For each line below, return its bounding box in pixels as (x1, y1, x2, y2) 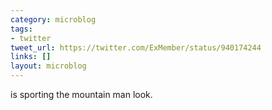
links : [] (10, 52, 52, 62)
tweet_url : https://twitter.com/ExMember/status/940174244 (10, 42, 262, 53)
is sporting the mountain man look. (10, 89, 153, 100)
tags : (10, 24, 33, 34)
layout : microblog (10, 61, 87, 71)
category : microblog (10, 14, 97, 25)
